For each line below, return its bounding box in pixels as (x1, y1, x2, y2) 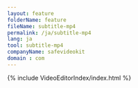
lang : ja (7, 36, 33, 43)
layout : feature (7, 10, 54, 17)
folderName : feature (7, 16, 67, 23)
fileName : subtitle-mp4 (7, 23, 76, 30)
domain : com (7, 55, 45, 62)
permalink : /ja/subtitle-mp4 (7, 29, 92, 36)
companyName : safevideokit (7, 49, 85, 56)
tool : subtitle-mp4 (7, 42, 64, 49)
